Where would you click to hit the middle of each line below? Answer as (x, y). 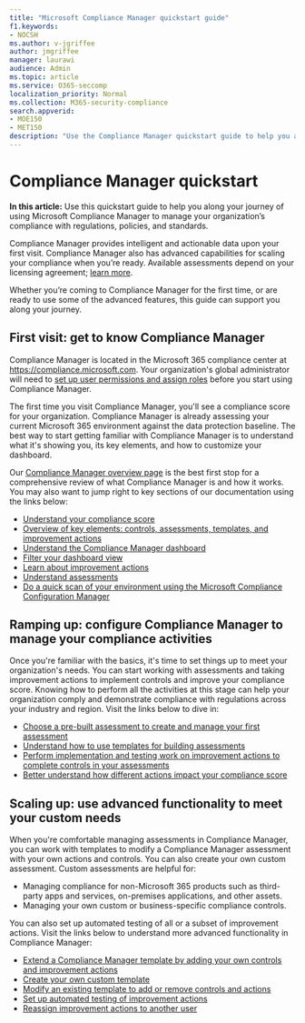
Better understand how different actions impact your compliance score (155, 775)
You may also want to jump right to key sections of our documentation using (152, 491)
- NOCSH (24, 35)
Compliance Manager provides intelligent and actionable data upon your (144, 243)
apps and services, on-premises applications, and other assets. (164, 896)
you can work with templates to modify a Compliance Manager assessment (150, 849)
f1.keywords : (34, 26)
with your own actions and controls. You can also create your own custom (148, 859)
